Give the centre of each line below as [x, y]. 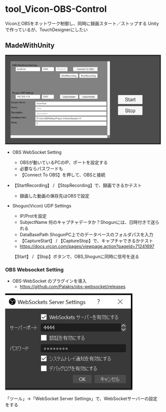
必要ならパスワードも [41, 169]
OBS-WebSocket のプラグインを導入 [49, 281]
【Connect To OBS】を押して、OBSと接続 [62, 175]
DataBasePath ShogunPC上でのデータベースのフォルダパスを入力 [86, 235]
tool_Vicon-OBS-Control [56, 9]
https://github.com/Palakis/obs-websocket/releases [73, 287]
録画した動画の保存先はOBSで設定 [55, 196]
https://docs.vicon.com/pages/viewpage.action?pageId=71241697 [87, 247]
